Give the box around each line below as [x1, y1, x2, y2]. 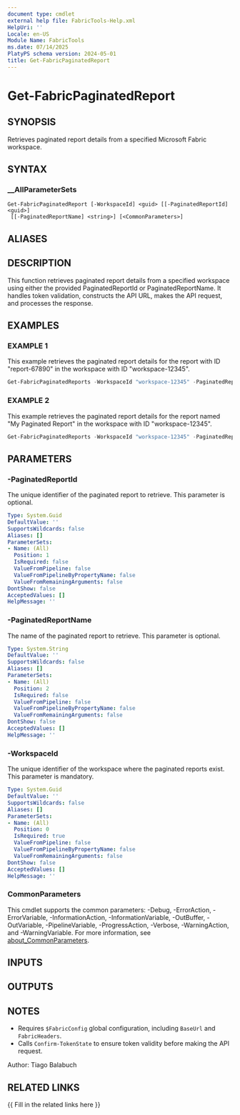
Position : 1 [14, 551, 50, 559]
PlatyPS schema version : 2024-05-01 [7, 51, 116, 58]
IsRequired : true [14, 833, 66, 840]
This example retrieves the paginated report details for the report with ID [7, 357, 221, 366]
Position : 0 [14, 826, 50, 833]
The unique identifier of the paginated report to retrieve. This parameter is [7, 491, 225, 499]
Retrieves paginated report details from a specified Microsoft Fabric [7, 135, 207, 144]
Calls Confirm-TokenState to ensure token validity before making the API [17, 1039, 230, 1048]
